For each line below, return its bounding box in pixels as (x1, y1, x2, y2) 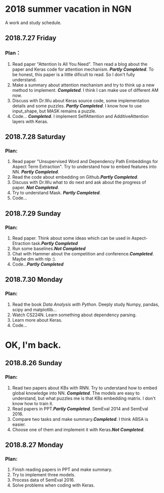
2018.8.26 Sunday (5, 359, 62, 367)
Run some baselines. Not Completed (12, 246, 86, 251)
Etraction (12, 241, 31, 246)
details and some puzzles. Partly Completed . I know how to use (12, 103, 142, 109)
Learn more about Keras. (12, 317, 63, 323)
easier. (12, 421, 26, 427)
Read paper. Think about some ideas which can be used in (12, 235, 131, 241)
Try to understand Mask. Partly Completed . (12, 190, 101, 196)
